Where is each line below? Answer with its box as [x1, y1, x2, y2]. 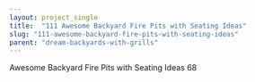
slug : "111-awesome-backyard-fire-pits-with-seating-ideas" [9, 29, 240, 38]
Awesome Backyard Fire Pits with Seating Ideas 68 [9, 62, 198, 73]
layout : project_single [9, 12, 99, 22]
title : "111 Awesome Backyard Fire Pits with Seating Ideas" [9, 21, 247, 30]
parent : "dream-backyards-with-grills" [9, 37, 159, 47]
